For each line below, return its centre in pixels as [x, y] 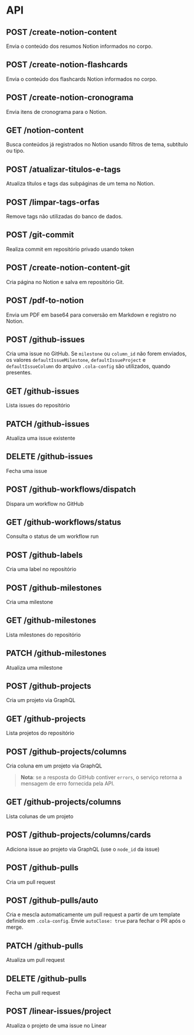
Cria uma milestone [30, 602]
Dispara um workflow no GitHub [45, 504]
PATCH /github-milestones [56, 653]
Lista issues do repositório [38, 406]
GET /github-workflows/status [64, 522]
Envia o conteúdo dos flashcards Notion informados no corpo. [82, 79]
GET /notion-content [45, 130]
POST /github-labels [45, 555]
